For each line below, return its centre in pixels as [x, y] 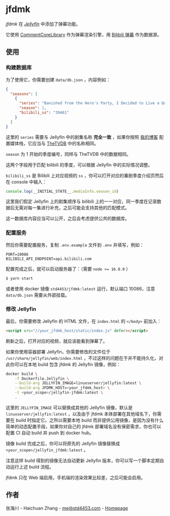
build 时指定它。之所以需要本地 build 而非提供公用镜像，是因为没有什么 [90, 420]
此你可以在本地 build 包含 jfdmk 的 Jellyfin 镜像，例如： [63, 364]
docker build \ [22, 374]
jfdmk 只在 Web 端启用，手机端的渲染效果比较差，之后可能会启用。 [76, 477]
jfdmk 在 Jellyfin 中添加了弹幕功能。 [43, 24]
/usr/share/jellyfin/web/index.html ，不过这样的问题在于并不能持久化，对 [84, 358]
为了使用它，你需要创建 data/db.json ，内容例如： [58, 80]
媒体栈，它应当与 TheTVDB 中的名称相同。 [54, 143]
